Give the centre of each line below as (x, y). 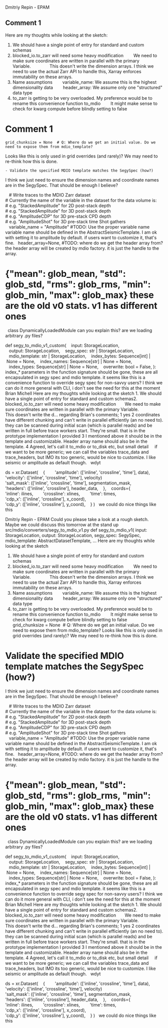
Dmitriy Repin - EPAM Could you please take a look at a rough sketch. (77, 519)
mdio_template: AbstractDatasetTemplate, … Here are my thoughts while (80, 541)
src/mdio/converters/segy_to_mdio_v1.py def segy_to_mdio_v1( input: (76, 530)
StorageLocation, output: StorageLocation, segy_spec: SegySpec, (73, 535)
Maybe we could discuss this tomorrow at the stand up (62, 525)
